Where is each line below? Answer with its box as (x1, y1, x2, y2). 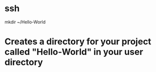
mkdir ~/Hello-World (4, 19, 46, 25)
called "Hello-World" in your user (4, 47, 143, 57)
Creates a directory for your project (4, 36, 152, 47)
